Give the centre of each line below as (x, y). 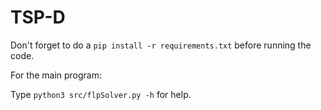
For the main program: (56, 75)
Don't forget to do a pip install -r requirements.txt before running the (161, 45)
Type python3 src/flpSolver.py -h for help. (101, 94)
